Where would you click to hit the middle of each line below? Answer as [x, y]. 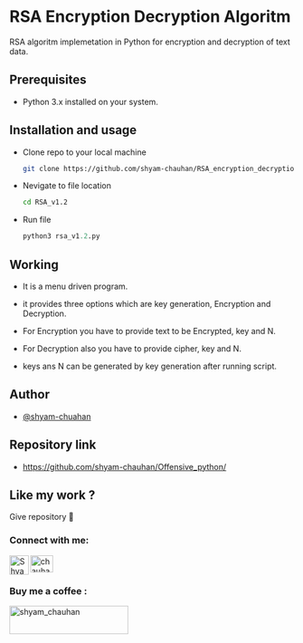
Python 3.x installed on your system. [90, 101]
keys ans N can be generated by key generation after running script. [150, 366]
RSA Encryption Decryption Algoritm [150, 17]
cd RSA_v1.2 [45, 202]
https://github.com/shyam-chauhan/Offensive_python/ [124, 466]
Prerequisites [48, 80]
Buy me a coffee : [48, 590]
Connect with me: [49, 541]
